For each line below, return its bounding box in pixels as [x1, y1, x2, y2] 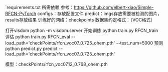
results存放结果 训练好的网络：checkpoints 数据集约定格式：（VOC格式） [5, 17, 155, 22]
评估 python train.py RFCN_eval [5, 34, 70, 39]
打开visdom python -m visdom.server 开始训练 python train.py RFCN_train [5, 27, 158, 33]
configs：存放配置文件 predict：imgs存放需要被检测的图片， [37, 10, 162, 16]
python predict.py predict [5, 45, 58, 51]
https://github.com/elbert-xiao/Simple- [73, 4, 154, 10]
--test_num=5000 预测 [116, 40, 163, 46]
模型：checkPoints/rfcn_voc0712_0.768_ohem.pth [5, 61, 108, 67]
